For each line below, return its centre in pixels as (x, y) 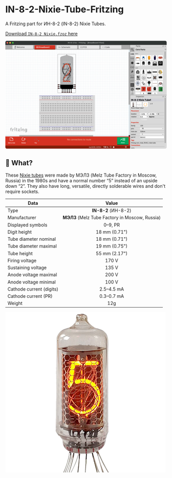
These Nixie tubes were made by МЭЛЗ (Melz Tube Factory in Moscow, (81, 175)
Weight (15, 303)
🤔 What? (19, 163)
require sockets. (22, 192)
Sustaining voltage (27, 267)
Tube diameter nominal (32, 239)
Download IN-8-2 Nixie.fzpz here (41, 33)
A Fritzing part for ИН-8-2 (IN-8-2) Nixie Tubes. (56, 24)
